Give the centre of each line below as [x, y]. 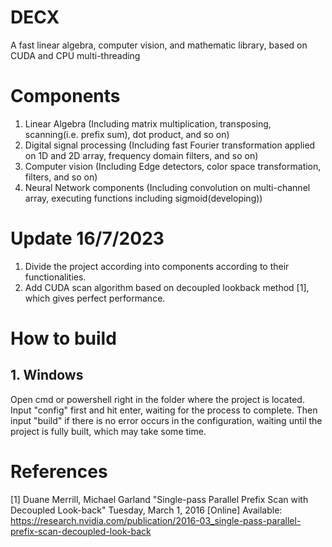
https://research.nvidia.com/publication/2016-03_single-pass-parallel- [156, 520]
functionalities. [55, 277]
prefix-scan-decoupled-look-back [81, 531]
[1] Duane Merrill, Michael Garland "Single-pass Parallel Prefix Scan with [159, 499]
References [59, 472]
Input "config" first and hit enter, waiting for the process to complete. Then [164, 410]
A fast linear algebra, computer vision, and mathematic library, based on [159, 45]
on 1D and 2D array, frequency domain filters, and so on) [141, 155]
